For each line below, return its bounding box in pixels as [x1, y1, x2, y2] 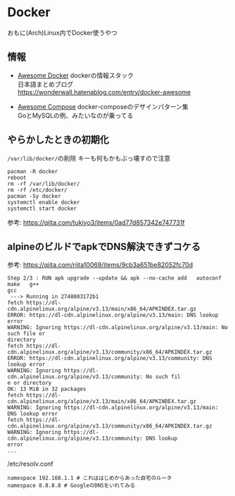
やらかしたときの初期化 [7, 134, 109, 146]
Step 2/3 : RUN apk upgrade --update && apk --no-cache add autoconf [7, 275, 222, 282]
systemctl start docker [7, 205, 77, 212]
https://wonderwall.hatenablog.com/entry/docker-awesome [17, 87, 191, 96]
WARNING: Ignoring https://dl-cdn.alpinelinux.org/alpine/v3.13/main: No [7, 324, 229, 331]
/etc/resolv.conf [7, 459, 54, 469]
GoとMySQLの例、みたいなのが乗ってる [17, 111, 134, 120]
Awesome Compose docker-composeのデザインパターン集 [17, 102, 189, 111]
